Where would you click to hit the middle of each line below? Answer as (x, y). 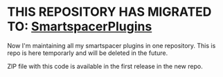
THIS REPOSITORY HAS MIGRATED (109, 12)
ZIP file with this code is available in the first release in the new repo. (105, 66)
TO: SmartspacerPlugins (80, 26)
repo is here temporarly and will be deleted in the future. (88, 53)
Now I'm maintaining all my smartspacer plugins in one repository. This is (111, 45)
